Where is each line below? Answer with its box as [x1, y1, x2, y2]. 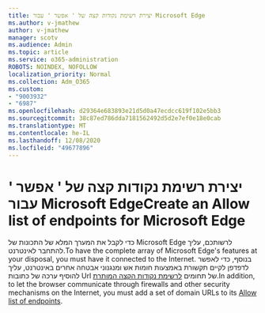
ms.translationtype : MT [8, 122, 87, 130]
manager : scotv [8, 33, 59, 42]
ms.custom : [8, 85, 44, 93]
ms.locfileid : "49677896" [8, 144, 93, 152]
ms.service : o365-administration [8, 56, 119, 64]
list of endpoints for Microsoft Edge [8, 211, 246, 229]
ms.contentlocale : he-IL [8, 129, 90, 137]
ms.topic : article [8, 48, 69, 56]
